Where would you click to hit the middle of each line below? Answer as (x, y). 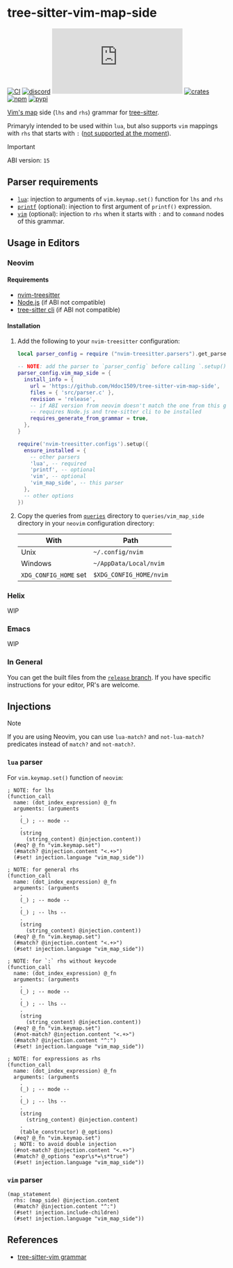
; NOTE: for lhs (31, 790)
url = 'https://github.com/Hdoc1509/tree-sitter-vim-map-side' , (125, 386)
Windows (36, 563)
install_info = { (49, 380)
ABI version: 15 (29, 160)
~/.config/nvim (118, 552)
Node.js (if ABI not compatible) (61, 303)
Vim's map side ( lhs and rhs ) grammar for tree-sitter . (83, 112)
